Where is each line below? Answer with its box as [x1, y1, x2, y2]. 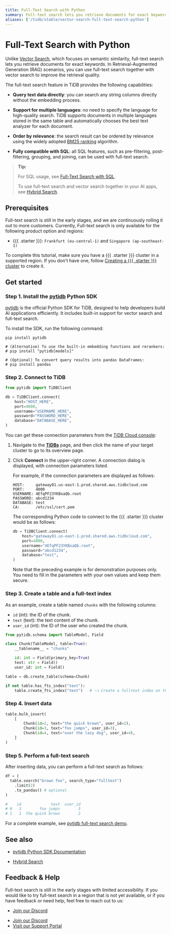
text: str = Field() [14, 660, 58, 665]
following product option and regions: [5, 228, 84, 234]
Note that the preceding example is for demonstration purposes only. [12, 567, 158, 573]
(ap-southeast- [132, 239, 164, 244]
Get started [5, 278, 42, 286]
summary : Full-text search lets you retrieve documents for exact [5, 12, 149, 17]
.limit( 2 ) [14, 783, 36, 788]
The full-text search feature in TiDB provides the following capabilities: [5, 82, 154, 88]
